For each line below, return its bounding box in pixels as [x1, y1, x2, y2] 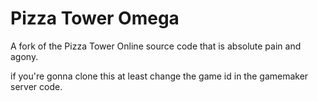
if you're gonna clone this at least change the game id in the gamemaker [10, 70, 309, 82]
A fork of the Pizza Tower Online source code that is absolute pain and [10, 40, 302, 52]
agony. [10, 50, 39, 62]
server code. [10, 80, 63, 92]
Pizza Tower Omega [10, 7, 180, 30]
